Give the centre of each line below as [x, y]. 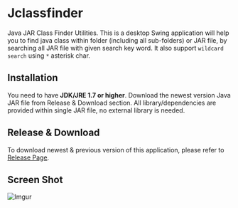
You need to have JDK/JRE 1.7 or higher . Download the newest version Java [119, 95]
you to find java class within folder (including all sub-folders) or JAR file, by [117, 40]
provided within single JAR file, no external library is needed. [96, 110]
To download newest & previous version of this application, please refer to [116, 150]
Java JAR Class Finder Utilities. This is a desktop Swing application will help [118, 33]
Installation [33, 78]
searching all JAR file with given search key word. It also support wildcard [115, 48]
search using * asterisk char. [49, 56]
